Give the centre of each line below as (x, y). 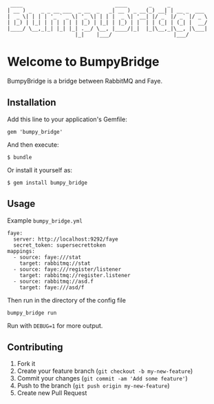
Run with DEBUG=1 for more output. (55, 325)
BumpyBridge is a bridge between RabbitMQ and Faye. (85, 81)
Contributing (35, 347)
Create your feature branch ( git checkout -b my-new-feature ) (105, 371)
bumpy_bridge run (32, 313)
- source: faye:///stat (47, 257)
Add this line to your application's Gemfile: (67, 119)
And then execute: (33, 144)
